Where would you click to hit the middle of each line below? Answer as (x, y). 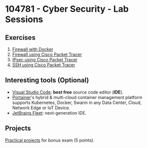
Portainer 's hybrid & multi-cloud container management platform (77, 97)
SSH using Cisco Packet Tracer (43, 65)
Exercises (20, 37)
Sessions (24, 19)
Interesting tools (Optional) (47, 80)
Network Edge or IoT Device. (41, 108)
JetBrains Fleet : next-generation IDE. (49, 113)
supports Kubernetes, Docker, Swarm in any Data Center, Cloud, (77, 102)
